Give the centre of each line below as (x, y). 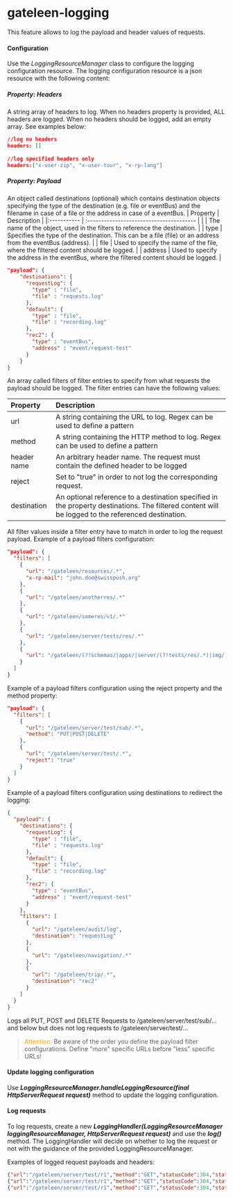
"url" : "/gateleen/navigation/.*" (82, 955)
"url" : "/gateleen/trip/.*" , (74, 975)
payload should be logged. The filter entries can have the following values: (114, 388)
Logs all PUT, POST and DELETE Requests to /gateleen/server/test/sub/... (112, 1020)
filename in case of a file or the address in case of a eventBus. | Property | (113, 213)
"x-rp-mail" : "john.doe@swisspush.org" (83, 578)
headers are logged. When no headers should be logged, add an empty (109, 119)
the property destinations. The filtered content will (137, 506)
